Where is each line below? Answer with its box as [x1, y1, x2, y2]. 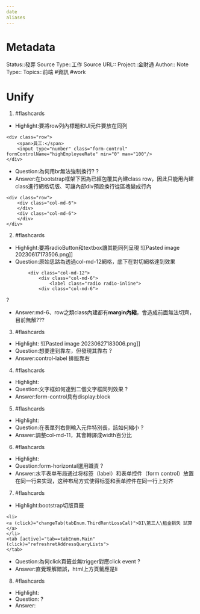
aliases [6, 14, 26, 20]
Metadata [6, 40, 55, 54]
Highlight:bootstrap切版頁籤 [14, 502, 84, 509]
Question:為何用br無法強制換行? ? [14, 168, 99, 175]
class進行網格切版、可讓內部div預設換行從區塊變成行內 [14, 183, 152, 190]
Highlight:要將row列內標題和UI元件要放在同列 [14, 122, 128, 129]
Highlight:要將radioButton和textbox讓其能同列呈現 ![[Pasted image [14, 244, 180, 252]
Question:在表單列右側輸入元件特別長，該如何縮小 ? [14, 424, 144, 431]
